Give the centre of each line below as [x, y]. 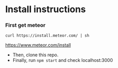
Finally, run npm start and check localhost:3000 [63, 60]
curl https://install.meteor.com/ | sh [47, 36]
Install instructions [46, 9]
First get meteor [25, 25]
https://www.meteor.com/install [38, 45]
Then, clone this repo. [35, 55]
